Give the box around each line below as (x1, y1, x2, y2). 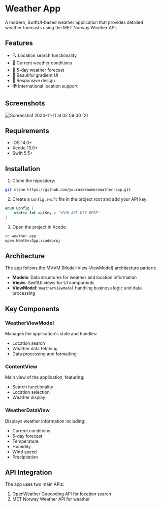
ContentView (5, 363, 38, 370)
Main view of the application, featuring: (5, 374, 85, 380)
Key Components (5, 305, 60, 313)
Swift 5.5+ (12, 150, 33, 156)
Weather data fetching (12, 345, 58, 351)
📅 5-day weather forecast (12, 67, 64, 73)
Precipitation (12, 454, 38, 460)
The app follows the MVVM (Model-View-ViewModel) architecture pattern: (5, 265, 157, 271)
